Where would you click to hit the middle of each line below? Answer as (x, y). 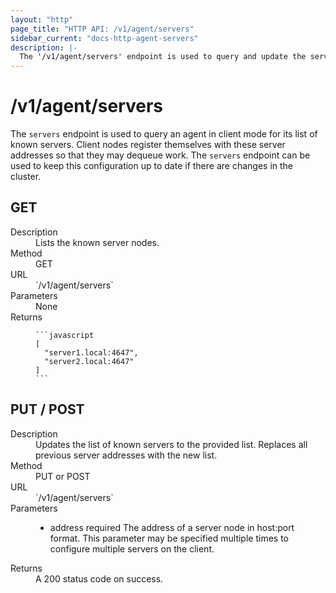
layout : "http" (42, 19)
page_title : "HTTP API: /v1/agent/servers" (102, 29)
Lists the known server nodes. (97, 242)
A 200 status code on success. (99, 578)
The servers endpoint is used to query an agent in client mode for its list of (164, 134)
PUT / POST (47, 409)
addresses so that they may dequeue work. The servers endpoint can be (160, 155)
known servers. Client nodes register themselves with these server (148, 145)
